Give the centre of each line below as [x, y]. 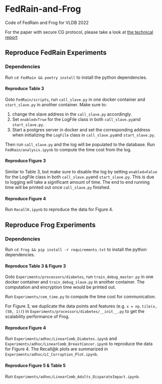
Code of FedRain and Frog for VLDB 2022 [47, 23]
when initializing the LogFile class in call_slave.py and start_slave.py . [84, 135]
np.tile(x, [146, 307]
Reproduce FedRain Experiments [56, 53]
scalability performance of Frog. [37, 316]
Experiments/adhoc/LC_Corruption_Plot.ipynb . [52, 354]
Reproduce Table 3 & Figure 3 [35, 266]
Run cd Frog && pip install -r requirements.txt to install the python [76, 249]
